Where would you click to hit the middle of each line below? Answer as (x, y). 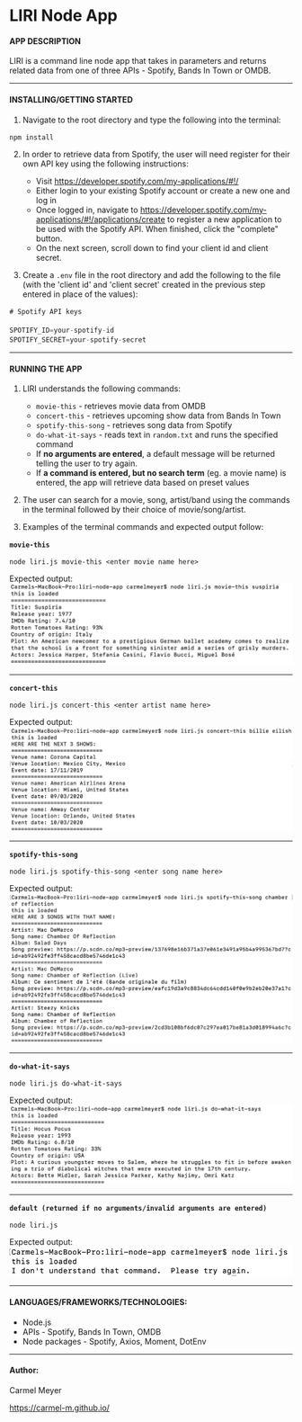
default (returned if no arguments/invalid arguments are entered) (138, 1209)
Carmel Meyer (36, 1390)
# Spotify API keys (46, 311)
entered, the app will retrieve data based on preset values (142, 483)
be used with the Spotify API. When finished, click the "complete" (157, 228)
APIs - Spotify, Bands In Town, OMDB (92, 1331)
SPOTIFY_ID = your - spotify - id (62, 331)
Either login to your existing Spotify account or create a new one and (163, 191)
